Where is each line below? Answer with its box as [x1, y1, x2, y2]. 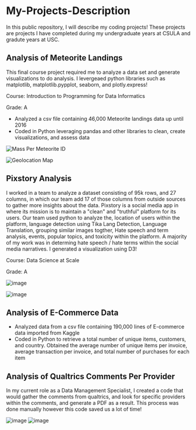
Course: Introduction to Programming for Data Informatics [6, 92, 145, 99]
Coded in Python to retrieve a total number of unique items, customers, [14, 336, 186, 343]
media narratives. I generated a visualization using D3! [6, 245, 137, 252]
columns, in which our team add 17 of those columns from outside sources [6, 195, 186, 202]
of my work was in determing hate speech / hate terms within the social [6, 239, 178, 246]
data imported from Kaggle [14, 330, 80, 337]
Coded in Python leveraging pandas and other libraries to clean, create [14, 127, 185, 134]
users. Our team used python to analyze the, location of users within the [6, 214, 180, 221]
